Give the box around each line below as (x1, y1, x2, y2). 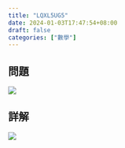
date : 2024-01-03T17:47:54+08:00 (8, 19, 118, 27)
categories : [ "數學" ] (8, 33, 77, 42)
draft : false (8, 26, 51, 34)
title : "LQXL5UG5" (8, 11, 68, 20)
